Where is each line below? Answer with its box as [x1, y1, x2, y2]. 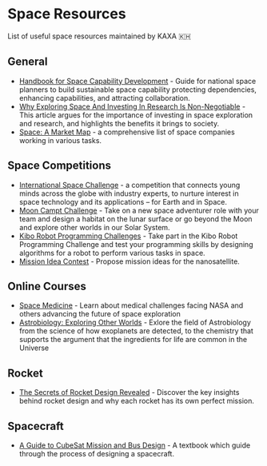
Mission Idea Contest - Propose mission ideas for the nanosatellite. [18, 257, 241, 266]
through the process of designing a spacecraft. [18, 449, 175, 458]
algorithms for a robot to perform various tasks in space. [18, 248, 205, 257]
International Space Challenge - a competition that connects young [18, 180, 241, 189]
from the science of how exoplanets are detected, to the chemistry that [18, 326, 253, 336]
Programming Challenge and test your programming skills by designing [18, 239, 253, 249]
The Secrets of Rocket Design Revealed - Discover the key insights [18, 388, 240, 397]
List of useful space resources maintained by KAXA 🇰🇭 [7, 31, 191, 41]
